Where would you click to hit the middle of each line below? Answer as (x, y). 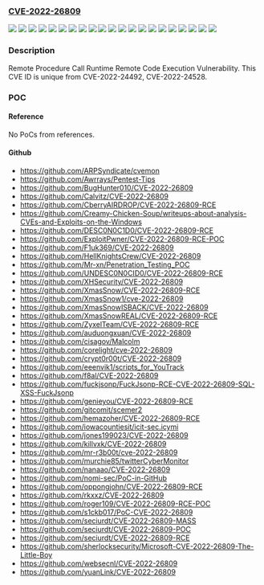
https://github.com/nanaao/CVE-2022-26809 (95, 469)
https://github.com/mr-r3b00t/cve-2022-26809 (99, 452)
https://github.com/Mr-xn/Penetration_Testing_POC (105, 264)
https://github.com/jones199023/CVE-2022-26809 (104, 435)
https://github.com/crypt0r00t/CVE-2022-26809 (101, 358)
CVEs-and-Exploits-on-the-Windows (81, 222)
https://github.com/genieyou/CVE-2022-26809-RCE (107, 401)
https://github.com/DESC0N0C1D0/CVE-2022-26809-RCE (117, 230)
